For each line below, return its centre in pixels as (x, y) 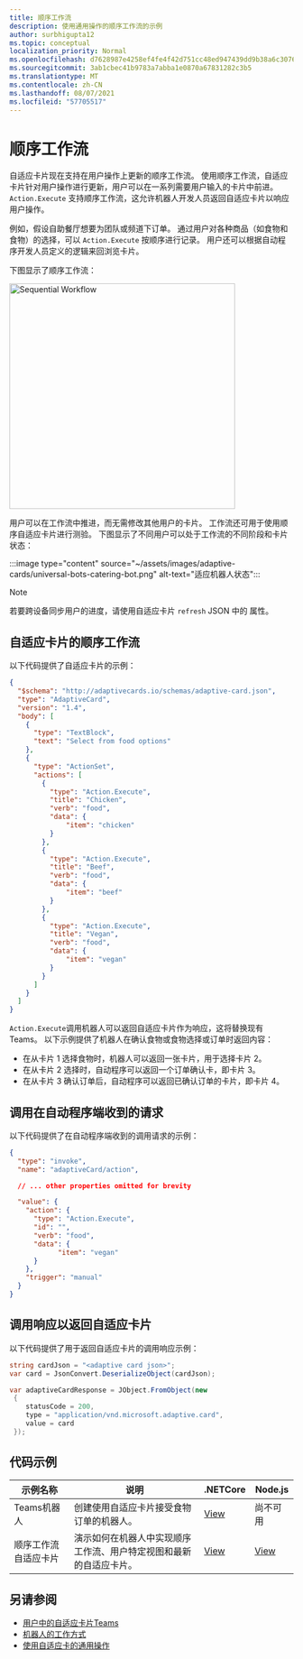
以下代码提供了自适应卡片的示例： (73, 666)
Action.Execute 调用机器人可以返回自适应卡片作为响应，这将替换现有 (137, 1028)
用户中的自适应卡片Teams (70, 1623)
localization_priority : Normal (68, 51)
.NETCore (225, 1489)
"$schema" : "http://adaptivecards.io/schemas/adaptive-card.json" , (147, 691)
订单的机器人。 (106, 1521)
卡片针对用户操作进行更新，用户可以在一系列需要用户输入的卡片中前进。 (143, 187)
